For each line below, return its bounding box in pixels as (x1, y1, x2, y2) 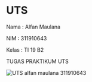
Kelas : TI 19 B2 (6, 46, 44, 53)
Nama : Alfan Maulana (6, 23, 61, 30)
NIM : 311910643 (6, 34, 47, 42)
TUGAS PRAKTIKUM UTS (6, 58, 69, 65)
